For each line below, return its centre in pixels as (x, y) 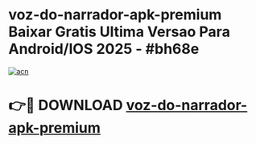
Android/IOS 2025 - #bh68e (104, 49)
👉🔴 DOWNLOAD (66, 105)
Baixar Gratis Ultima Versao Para (120, 32)
